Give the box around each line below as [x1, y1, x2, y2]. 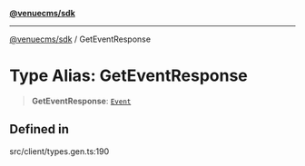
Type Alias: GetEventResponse [9, 65, 248, 86]
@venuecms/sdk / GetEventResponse [9, 34, 152, 44]
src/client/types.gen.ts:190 [9, 145, 110, 157]
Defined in [9, 122, 70, 137]
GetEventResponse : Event [31, 95, 132, 106]
